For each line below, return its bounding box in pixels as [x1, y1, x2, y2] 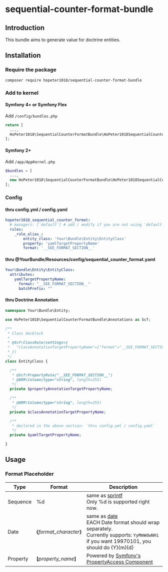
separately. [86, 525, 113, 532]
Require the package [5, 66, 56, 73]
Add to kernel [5, 89, 39, 96]
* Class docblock [7, 331, 43, 336]
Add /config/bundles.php [5, 113, 57, 119]
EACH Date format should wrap [86, 519, 160, 526]
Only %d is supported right [86, 498, 150, 505]
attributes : [9, 272, 35, 277]
